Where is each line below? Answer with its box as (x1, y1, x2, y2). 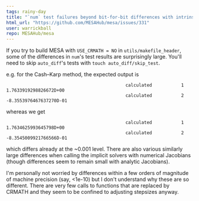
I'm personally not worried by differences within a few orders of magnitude (6, 170, 189, 177)
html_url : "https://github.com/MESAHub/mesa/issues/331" (6, 20, 150, 25)
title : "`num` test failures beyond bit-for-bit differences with (6, 14, 174, 20)
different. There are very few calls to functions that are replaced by (6, 182, 170, 189)
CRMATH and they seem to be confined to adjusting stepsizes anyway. (6, 189, 179, 196)
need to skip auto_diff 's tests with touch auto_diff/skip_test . (6, 60, 161, 67)
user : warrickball (6, 25, 52, 31)
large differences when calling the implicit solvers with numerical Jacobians (6, 152, 191, 159)
